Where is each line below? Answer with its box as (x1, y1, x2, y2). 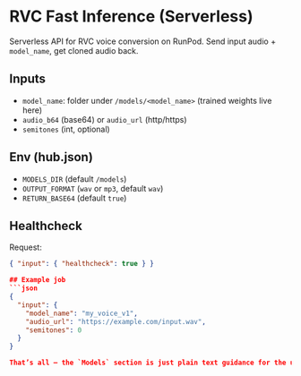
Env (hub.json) (9, 150, 94, 165)
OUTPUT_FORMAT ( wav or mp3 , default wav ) (21, 183, 164, 193)
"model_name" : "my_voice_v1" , (25, 309, 139, 318)
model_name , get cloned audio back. (9, 45, 139, 56)
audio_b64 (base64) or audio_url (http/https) (21, 114, 187, 124)
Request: (9, 242, 42, 252)
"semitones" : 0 (25, 325, 82, 335)
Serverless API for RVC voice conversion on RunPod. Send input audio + (9, 36, 276, 47)
